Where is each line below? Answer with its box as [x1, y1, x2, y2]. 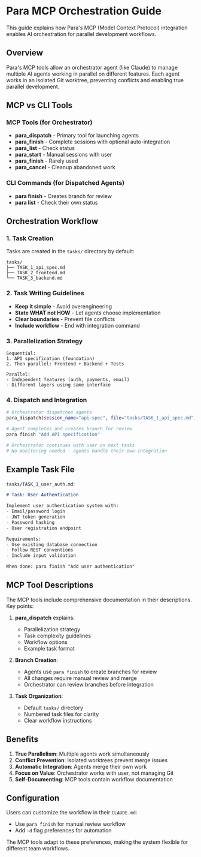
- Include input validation [6, 553, 77, 559]
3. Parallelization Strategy [6, 337, 83, 345]
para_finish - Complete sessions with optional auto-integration [14, 138, 170, 145]
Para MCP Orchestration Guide [6, 4, 162, 18]
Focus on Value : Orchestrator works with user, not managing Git [14, 769, 174, 777]
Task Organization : [14, 692, 63, 700]
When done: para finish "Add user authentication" [6, 564, 135, 570]
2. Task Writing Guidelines [6, 289, 85, 298]
